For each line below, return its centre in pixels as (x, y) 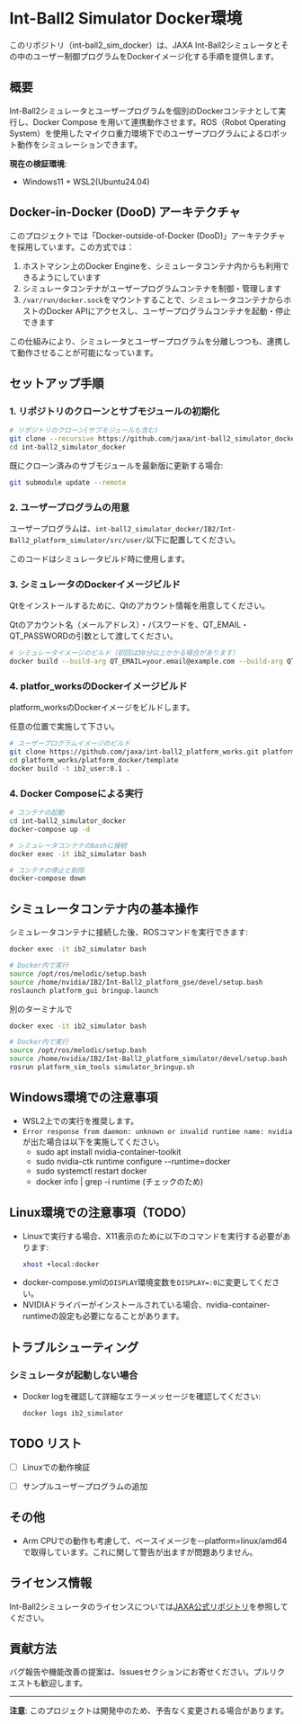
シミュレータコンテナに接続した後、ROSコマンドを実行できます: (129, 933)
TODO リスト (46, 1444)
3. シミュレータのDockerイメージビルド (95, 584)
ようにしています (70, 277)
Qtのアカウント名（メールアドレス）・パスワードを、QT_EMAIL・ (129, 625)
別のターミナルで (41, 1009)
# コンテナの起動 (37, 813)
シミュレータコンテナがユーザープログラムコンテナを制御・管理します (151, 288)
